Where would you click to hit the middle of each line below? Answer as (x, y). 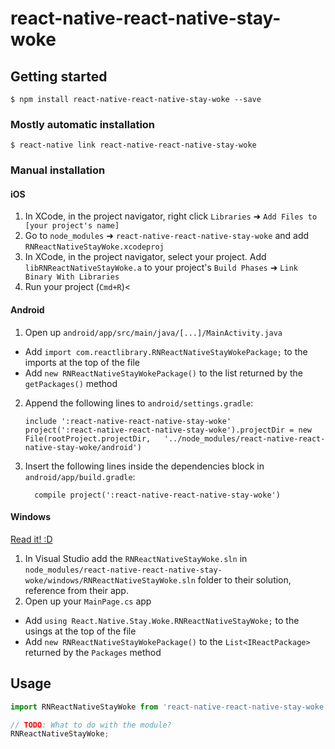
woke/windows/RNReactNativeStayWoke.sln (110, 580)
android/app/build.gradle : (80, 476)
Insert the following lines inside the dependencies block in (144, 466)
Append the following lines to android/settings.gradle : (139, 403)
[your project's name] (72, 226)
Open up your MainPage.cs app (88, 601)
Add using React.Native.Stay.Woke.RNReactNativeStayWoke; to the (162, 620)
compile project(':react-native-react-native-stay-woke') (157, 495)
